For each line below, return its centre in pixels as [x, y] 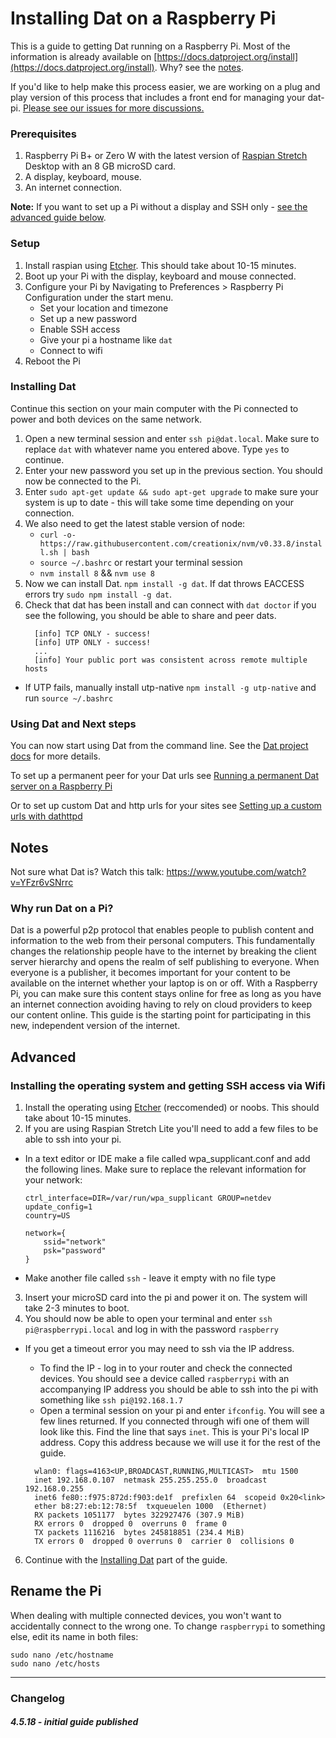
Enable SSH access [80, 329]
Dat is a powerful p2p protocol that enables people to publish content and [162, 930]
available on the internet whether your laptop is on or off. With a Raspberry [164, 983]
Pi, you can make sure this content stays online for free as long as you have [166, 994]
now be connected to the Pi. [83, 481]
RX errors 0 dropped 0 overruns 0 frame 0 [130, 1523]
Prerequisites [43, 134]
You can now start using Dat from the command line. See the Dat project [159, 746]
